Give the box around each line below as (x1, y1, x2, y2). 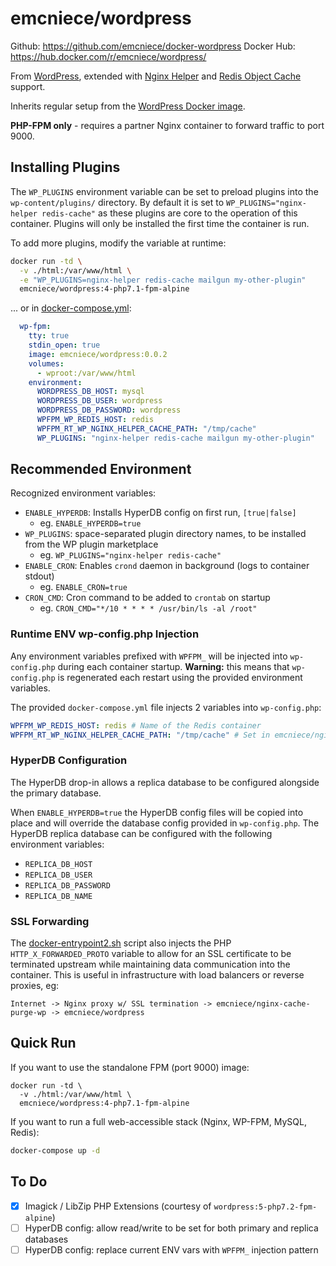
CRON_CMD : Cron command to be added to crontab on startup (24, 592, 271, 604)
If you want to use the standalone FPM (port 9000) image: (10, 1061, 250, 1073)
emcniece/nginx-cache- (216, 999, 311, 1009)
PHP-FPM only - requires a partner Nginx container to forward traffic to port (10, 119, 325, 131)
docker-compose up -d (10, 1145, 101, 1156)
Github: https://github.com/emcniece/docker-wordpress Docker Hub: (10, 40, 296, 52)
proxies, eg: (10, 980, 60, 992)
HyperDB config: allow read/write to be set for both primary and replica (24, 1222, 319, 1234)
